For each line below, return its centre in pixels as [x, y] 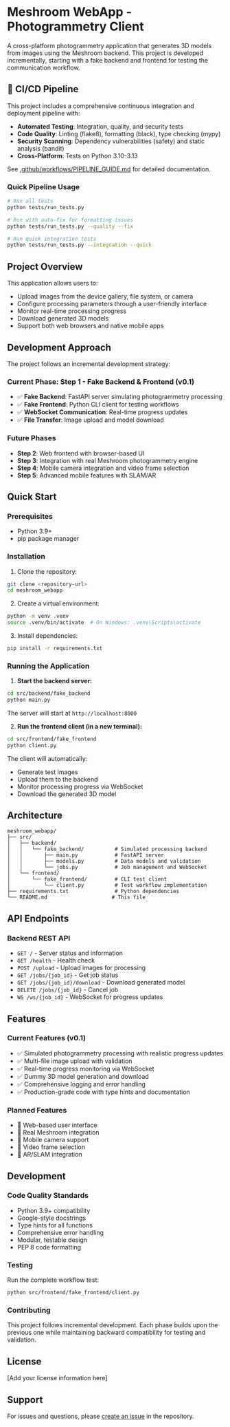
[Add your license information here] [57, 1378]
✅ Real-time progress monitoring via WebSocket [85, 1069]
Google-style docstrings [51, 1218]
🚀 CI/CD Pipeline [43, 89]
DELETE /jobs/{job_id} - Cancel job [68, 990]
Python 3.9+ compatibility [54, 1210]
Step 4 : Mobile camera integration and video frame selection [103, 468]
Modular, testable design [52, 1240]
